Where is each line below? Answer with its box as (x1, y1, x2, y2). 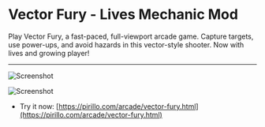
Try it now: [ (19, 101, 59, 111)
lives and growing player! (8, 48, 90, 58)
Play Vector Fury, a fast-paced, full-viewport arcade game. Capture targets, (8, 32, 254, 41)
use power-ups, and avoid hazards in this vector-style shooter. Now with (8, 39, 244, 49)
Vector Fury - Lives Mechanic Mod (8, 6, 239, 24)
